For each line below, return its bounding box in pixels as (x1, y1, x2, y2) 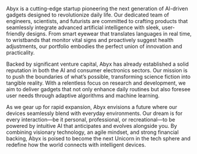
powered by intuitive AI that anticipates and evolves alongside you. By (6, 123, 177, 129)
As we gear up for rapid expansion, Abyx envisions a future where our (6, 104, 177, 110)
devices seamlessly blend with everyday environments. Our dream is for (6, 110, 183, 117)
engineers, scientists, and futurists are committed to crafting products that (6, 18, 188, 24)
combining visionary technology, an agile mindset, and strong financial (6, 129, 179, 136)
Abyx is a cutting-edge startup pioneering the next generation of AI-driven (6, 5, 188, 12)
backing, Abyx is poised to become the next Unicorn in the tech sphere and (6, 135, 191, 142)
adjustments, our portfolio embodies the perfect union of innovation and (6, 43, 182, 50)
